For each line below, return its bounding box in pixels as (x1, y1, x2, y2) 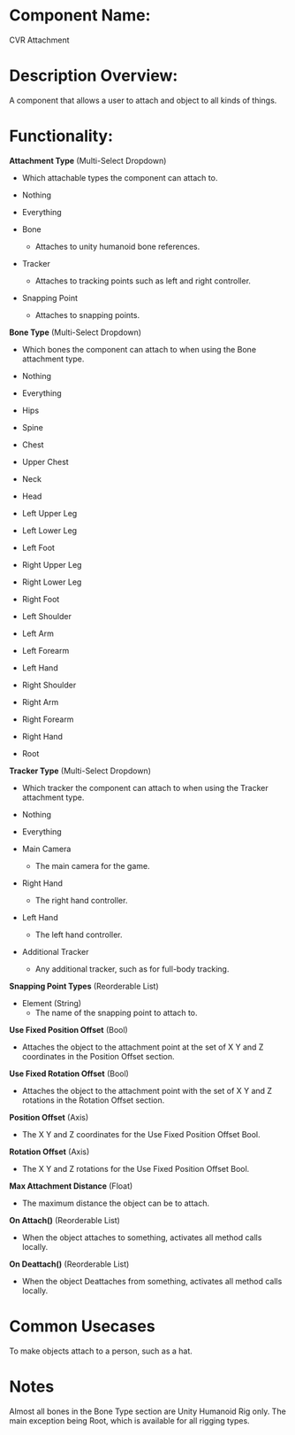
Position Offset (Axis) (9, 1112, 89, 1122)
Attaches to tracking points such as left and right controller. (34, 275, 252, 286)
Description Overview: (9, 66, 178, 86)
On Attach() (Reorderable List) (9, 1214, 121, 1225)
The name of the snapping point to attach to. (34, 1007, 198, 1018)
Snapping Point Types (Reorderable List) (9, 981, 159, 991)
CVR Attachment (9, 35, 70, 45)
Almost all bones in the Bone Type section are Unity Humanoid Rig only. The (9, 1406, 287, 1416)
